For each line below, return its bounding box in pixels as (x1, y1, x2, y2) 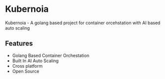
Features (5, 39, 33, 48)
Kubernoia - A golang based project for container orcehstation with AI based (5, 20, 161, 26)
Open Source (12, 68, 39, 74)
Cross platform (12, 63, 43, 69)
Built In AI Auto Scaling (12, 58, 59, 64)
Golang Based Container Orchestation (12, 52, 90, 58)
